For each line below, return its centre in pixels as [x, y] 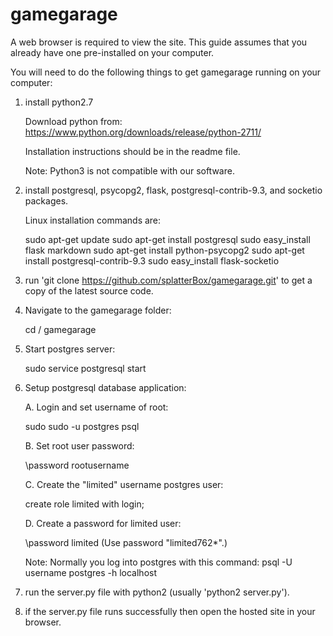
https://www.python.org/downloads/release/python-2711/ [143, 132]
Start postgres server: [70, 349]
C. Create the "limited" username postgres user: [124, 484]
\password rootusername [77, 465]
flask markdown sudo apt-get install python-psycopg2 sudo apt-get [164, 250]
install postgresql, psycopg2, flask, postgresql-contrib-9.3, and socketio [173, 190]
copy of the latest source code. [89, 290]
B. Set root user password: [79, 445]
